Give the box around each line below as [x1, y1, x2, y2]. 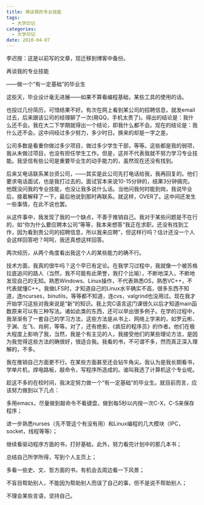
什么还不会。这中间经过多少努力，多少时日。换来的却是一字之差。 [6, 129, 171, 136]
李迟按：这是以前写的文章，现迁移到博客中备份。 [6, 55, 129, 61]
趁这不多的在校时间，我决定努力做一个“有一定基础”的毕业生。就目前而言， [6, 379, 192, 386]
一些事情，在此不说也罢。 [6, 201, 70, 207]
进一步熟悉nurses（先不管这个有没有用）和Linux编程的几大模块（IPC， [6, 420, 184, 427]
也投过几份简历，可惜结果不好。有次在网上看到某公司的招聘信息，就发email [6, 106, 195, 113]
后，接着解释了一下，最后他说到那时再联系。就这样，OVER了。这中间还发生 [6, 193, 196, 200]
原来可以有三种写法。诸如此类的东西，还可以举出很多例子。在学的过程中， [11, 307, 198, 315]
